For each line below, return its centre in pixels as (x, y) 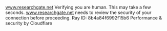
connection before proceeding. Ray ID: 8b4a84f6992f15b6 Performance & (84, 18)
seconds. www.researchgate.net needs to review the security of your (78, 12)
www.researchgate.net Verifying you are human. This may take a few (78, 7)
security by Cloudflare (29, 23)
